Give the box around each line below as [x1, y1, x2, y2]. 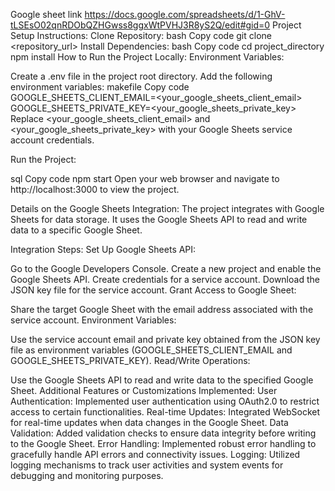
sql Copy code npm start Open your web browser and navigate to [10, 173, 280, 184]
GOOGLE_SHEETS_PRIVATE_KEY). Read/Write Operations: [10, 355, 251, 366]
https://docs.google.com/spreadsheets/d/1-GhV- [84, 9, 286, 20]
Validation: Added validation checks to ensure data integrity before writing [10, 427, 317, 439]
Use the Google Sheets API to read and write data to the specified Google [10, 374, 314, 386]
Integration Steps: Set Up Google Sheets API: [10, 244, 197, 255]
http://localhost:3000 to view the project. [10, 184, 180, 195]
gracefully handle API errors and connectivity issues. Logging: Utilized [10, 449, 301, 460]
